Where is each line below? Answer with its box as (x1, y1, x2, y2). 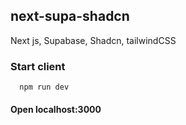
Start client (10, 59, 66, 73)
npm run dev (19, 82, 70, 93)
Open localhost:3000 (10, 103, 102, 115)
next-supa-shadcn (10, 8, 130, 25)
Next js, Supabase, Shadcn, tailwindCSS (10, 34, 177, 46)
